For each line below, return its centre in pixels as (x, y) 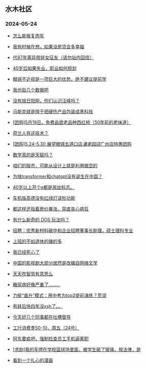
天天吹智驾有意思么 (33, 273)
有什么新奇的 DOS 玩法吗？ (41, 219)
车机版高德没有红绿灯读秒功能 (44, 198)
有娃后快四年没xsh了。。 (38, 306)
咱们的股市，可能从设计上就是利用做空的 (55, 165)
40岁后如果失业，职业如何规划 (45, 68)
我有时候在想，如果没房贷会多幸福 (48, 46)
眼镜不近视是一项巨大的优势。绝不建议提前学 (60, 79)
